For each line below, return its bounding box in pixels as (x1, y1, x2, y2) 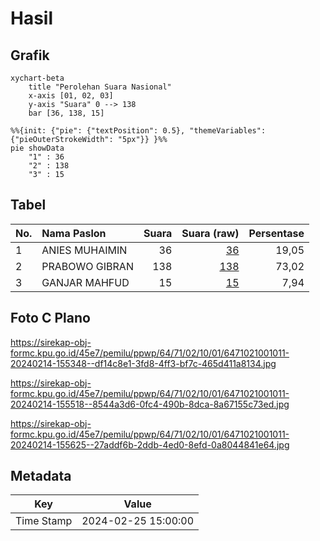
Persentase (248, 226, 305, 240)
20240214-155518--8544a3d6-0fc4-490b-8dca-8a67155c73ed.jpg (10, 398, 290, 410)
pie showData (10, 143, 65, 153)
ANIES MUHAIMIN (41, 243, 128, 257)
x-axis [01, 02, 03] (28, 91, 114, 101)
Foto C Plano (10, 310, 91, 327)
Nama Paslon (41, 226, 107, 240)
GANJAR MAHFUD (41, 275, 130, 289)
